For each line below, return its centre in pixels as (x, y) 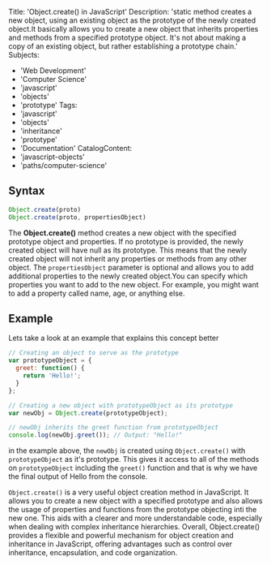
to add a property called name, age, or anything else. (97, 293)
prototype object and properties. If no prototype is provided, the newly (126, 241)
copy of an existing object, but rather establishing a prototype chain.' (123, 46)
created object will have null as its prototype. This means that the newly (128, 250)
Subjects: (24, 55)
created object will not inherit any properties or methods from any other (128, 258)
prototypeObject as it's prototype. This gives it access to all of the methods (134, 459)
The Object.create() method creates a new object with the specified (123, 233)
